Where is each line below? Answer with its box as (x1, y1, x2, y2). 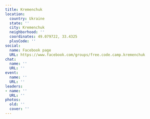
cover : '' (9, 106, 29, 112)
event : (5, 70, 19, 75)
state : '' (9, 20, 29, 26)
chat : (5, 57, 16, 62)
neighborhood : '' (9, 30, 45, 34)
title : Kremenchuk (5, 7, 43, 12)
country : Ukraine (9, 16, 45, 21)
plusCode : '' (9, 39, 36, 44)
